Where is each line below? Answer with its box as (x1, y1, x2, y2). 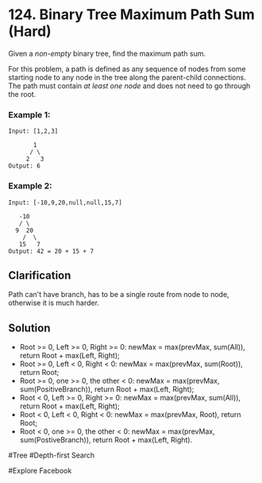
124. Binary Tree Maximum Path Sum (8, 6, 256, 24)
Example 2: (8, 180, 52, 191)
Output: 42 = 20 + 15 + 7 (8, 247, 94, 255)
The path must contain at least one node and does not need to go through (8, 81, 251, 91)
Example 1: (8, 109, 51, 120)
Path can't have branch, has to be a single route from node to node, (8, 290, 229, 299)
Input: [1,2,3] (8, 127, 59, 136)
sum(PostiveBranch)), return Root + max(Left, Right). (19, 435, 193, 445)
